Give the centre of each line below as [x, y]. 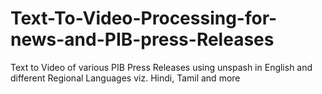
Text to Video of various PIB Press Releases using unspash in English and [161, 67]
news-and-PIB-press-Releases [142, 39]
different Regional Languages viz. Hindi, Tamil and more [125, 78]
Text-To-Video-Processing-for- [144, 18]
